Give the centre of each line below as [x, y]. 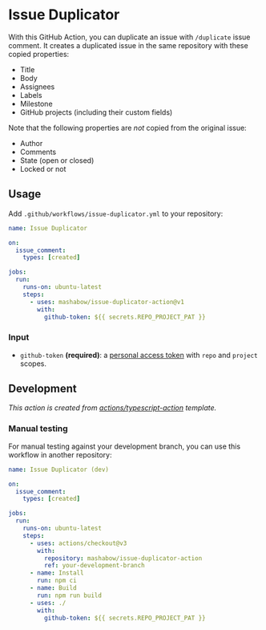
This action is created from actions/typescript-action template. [113, 408]
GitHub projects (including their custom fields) [96, 112]
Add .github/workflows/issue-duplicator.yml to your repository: [116, 213]
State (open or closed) [57, 160]
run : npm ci [57, 581]
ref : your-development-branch [95, 566]
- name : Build [53, 588]
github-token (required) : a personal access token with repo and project [139, 355]
